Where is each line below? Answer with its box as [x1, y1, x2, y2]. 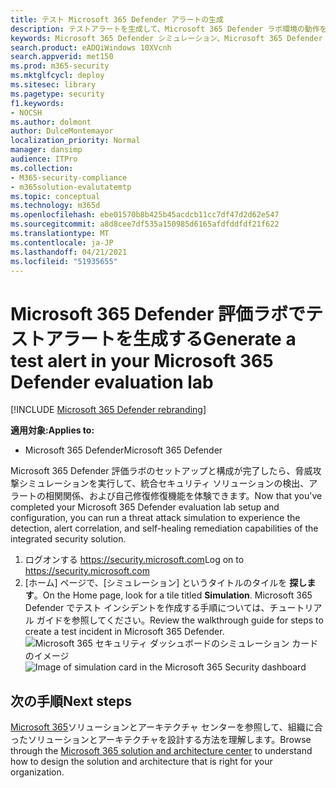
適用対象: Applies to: [10, 424, 95, 436]
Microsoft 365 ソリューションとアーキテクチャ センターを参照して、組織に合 [10, 721, 323, 733]
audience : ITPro [10, 154, 78, 164]
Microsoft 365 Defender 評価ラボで [10, 302, 307, 325]
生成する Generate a [133, 327, 297, 350]
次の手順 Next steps [10, 692, 132, 710]
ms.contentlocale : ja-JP [10, 237, 114, 248]
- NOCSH [10, 107, 43, 118]
